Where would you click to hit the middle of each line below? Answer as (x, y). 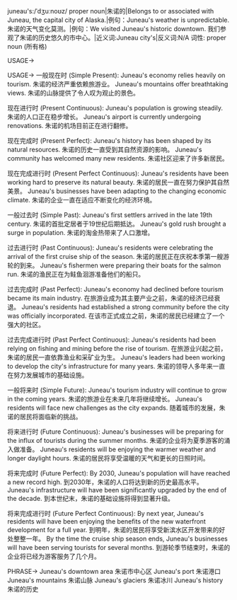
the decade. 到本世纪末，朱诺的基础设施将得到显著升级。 (91, 498)
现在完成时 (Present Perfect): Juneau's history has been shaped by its (110, 140)
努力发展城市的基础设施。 (51, 375)
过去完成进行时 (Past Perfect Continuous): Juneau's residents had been (112, 340)
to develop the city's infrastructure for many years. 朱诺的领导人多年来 (110, 366)
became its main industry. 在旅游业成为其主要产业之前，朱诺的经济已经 (111, 298)
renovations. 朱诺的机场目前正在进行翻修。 (70, 126)
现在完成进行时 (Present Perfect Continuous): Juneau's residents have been (118, 173)
